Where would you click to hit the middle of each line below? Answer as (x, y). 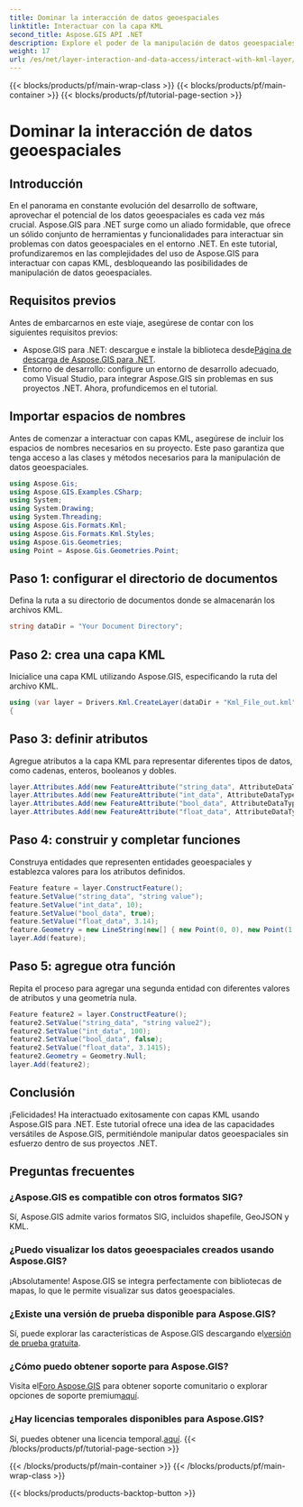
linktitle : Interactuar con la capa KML (87, 26)
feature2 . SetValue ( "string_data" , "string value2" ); (110, 1022)
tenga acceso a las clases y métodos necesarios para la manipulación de (145, 458)
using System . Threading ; (56, 517)
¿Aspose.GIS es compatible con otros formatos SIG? (126, 1197)
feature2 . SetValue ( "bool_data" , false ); (87, 1040)
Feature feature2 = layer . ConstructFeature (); (98, 1014)
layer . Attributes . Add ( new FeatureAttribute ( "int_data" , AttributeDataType (153, 795)
